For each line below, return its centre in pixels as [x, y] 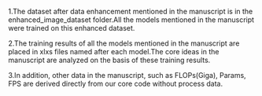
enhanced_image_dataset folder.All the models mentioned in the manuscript [131, 20]
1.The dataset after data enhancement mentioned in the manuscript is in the [131, 11]
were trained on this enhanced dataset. [72, 28]
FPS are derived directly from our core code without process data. [115, 83]
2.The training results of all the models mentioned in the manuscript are [124, 43]
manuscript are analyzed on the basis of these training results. [109, 60]
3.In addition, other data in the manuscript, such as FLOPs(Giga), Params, [127, 75]
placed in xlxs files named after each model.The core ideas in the [114, 52]
